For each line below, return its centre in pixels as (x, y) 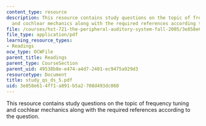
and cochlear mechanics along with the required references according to (98, 110)
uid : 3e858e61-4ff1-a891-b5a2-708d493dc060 (63, 86)
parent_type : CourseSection (42, 63)
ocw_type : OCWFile (30, 52)
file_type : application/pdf (42, 35)
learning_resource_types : (39, 40)
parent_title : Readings (37, 57)
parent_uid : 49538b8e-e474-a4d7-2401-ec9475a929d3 (72, 69)
